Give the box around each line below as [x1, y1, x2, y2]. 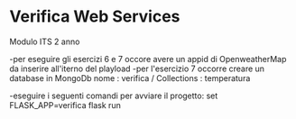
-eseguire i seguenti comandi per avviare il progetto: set [9, 90, 218, 101]
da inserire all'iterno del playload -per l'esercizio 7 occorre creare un [9, 63, 264, 74]
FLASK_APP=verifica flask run [9, 99, 122, 110]
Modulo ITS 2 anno [9, 36, 80, 47]
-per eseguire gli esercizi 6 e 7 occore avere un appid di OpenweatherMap [9, 53, 287, 64]
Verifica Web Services [9, 6, 180, 27]
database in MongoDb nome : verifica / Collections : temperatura [9, 72, 251, 83]
